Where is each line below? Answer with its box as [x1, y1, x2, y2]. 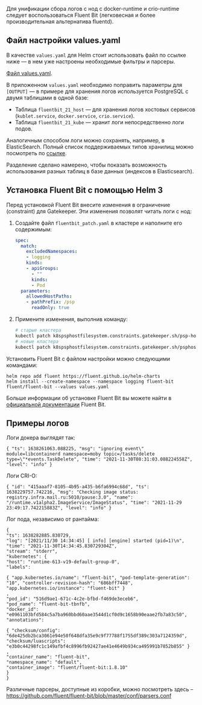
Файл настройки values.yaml [6, 36, 121, 46]
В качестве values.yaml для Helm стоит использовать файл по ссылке [6, 51, 186, 59]
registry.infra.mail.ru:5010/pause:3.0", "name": [6, 494, 134, 500]
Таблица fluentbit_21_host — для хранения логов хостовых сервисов [14, 106, 196, 113]
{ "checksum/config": [6, 628, 61, 634]
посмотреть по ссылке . [6, 149, 68, 156]
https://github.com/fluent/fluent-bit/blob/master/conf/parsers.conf [6, 692, 172, 700]
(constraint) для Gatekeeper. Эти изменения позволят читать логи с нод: [6, 208, 192, 215]
